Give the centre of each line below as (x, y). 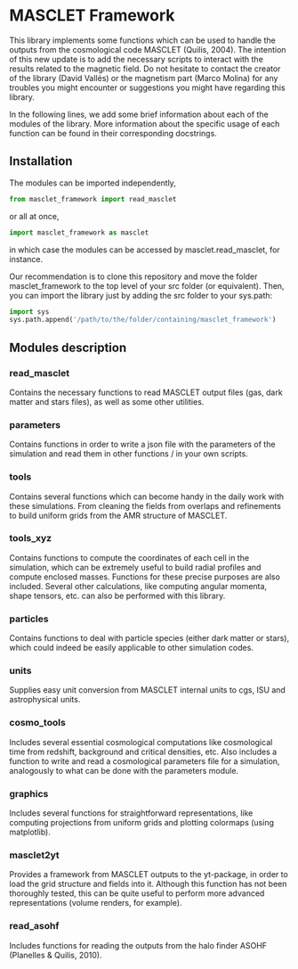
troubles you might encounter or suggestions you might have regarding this (148, 87)
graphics (29, 793)
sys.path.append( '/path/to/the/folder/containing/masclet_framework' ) (143, 320)
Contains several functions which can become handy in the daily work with (147, 497)
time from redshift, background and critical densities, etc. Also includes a (143, 751)
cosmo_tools (38, 723)
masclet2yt (34, 855)
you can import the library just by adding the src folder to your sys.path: (141, 295)
